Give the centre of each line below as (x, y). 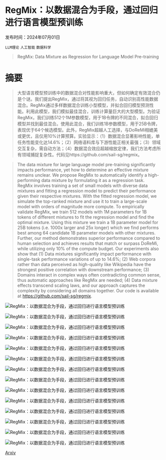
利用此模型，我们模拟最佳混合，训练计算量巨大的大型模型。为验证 (93, 111)
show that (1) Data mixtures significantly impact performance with (84, 254)
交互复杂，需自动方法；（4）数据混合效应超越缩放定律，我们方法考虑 (87, 148)
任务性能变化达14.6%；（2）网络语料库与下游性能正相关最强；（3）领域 (89, 142)
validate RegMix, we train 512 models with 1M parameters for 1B (82, 212)
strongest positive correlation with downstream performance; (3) (83, 270)
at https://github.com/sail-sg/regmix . (55, 296)
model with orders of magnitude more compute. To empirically (81, 206)
